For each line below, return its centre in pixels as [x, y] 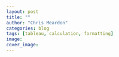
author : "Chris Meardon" [37, 23]
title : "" [19, 17]
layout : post [22, 12]
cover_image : [22, 45]
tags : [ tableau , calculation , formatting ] [60, 34]
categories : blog [28, 28]
